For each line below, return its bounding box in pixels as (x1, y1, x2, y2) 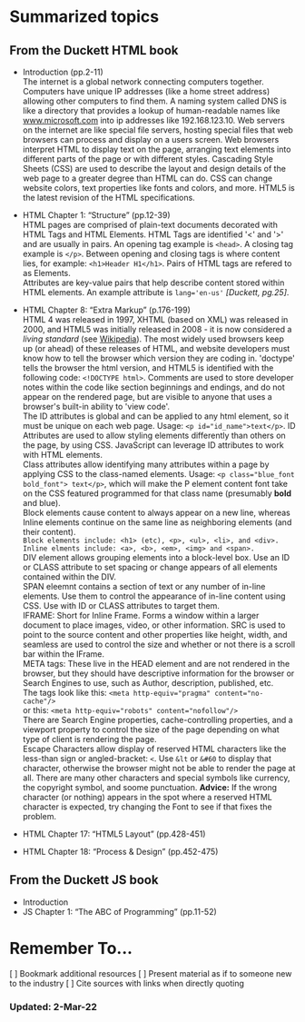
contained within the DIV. (22, 571, 116, 582)
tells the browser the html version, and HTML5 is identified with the (22, 362, 274, 373)
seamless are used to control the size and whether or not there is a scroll (22, 639, 296, 650)
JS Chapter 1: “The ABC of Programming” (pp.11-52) (22, 906, 218, 917)
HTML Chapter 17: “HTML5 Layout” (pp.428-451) (22, 829, 206, 839)
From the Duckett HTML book (9, 43, 179, 58)
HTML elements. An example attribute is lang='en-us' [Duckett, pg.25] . (22, 287, 290, 297)
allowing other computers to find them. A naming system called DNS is (22, 95, 288, 106)
